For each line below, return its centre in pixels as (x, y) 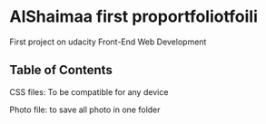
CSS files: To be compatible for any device (89, 91)
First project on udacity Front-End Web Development (108, 42)
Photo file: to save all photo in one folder (85, 110)
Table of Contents (61, 70)
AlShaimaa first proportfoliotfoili (134, 17)
